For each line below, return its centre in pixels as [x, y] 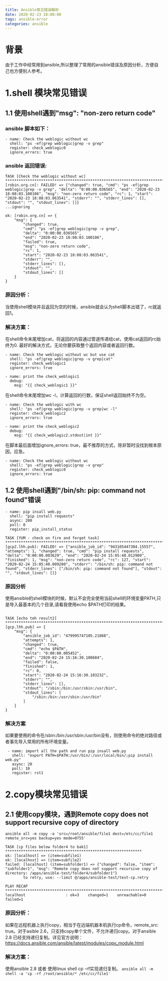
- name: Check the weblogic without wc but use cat [60, 355]
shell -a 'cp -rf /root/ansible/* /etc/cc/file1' [58, 974]
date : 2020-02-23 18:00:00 [33, 14]
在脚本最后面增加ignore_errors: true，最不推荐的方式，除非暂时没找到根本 [81, 445]
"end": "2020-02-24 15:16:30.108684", [63, 658]
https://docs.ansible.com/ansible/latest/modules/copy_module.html [74, 943]
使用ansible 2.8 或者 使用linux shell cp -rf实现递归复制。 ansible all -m [79, 969]
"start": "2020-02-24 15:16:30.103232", [66, 675]
